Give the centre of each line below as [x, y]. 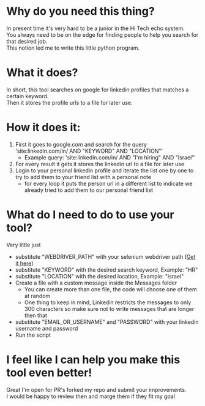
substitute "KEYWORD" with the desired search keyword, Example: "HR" [106, 270]
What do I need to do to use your [90, 215]
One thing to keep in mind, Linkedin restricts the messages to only [108, 302]
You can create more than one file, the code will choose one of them [110, 289]
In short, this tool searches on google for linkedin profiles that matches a [98, 90]
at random [37, 296]
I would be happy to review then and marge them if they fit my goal [91, 396]
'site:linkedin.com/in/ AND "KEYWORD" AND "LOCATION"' [89, 151]
